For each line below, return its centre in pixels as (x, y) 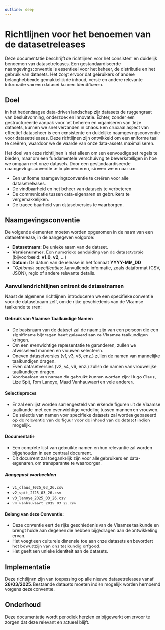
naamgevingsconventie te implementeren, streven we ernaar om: (71, 169)
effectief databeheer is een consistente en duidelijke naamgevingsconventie (82, 133)
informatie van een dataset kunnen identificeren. (54, 84)
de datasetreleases (45, 44)
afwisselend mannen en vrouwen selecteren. (58, 350)
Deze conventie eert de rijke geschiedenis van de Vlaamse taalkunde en (85, 525)
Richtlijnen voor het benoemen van (78, 34)
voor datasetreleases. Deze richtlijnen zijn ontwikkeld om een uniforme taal (81, 138)
